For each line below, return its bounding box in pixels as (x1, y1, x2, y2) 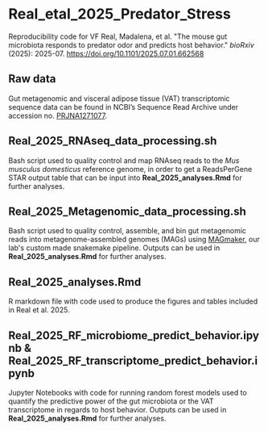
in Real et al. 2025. (8, 305, 70, 315)
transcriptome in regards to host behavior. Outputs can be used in (8, 405, 227, 414)
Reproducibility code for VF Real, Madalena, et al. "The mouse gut (8, 31, 228, 41)
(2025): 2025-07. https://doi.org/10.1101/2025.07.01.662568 (8, 48, 204, 58)
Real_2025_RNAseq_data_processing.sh (8, 134, 217, 148)
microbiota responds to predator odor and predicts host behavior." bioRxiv (8, 40, 255, 49)
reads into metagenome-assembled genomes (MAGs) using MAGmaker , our (8, 235, 260, 245)
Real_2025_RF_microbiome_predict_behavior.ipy (8, 328, 260, 342)
